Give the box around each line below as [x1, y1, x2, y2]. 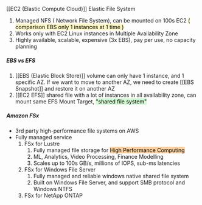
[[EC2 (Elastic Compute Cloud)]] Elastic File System [6, 5, 136, 12]
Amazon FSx [6, 112, 40, 119]
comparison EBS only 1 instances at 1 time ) [15, 24, 124, 30]
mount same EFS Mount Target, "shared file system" [15, 97, 147, 105]
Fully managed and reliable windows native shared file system [33, 172, 189, 179]
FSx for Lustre [24, 140, 60, 147]
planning [15, 43, 38, 50]
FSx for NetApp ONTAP [24, 192, 83, 199]
